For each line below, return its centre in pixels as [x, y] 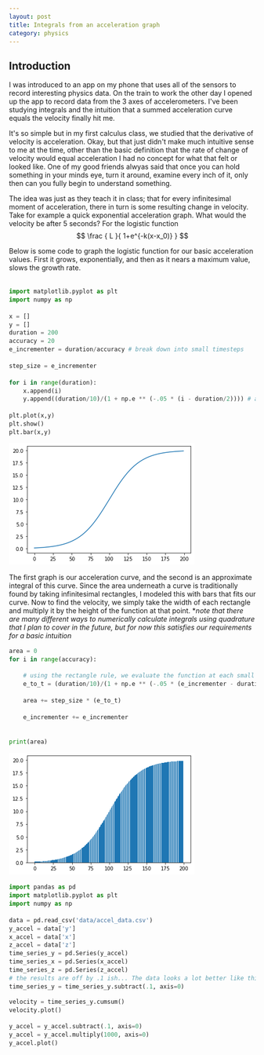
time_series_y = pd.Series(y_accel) [69, 954]
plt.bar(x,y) [30, 432]
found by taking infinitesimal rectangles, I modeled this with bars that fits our [132, 593]
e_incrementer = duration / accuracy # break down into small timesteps [127, 349]
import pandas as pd [43, 887]
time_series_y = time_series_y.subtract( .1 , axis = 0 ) [97, 986]
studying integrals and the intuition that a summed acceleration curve [121, 110]
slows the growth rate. [45, 268]
